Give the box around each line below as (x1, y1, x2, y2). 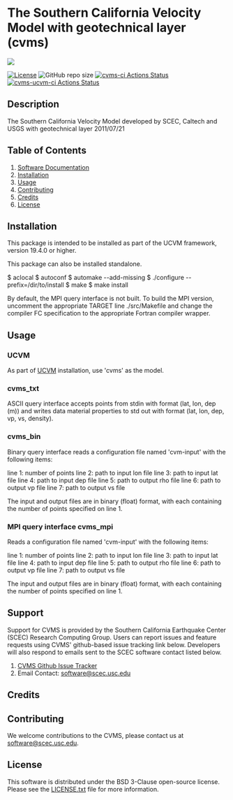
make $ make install (70, 281, 129, 289)
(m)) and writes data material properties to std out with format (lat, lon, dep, (7, 407, 225, 415)
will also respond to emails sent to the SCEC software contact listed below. (7, 648, 222, 656)
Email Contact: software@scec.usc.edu (17, 669, 131, 677)
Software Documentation (17, 163, 89, 172)
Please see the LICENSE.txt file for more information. (7, 785, 159, 793)
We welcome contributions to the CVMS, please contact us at (7, 731, 184, 739)
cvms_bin (7, 431, 41, 441)
